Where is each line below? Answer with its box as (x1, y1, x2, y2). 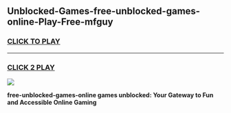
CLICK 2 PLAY (7, 62, 55, 72)
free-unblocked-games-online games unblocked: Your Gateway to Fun (7, 90, 214, 99)
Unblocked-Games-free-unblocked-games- (7, 5, 201, 17)
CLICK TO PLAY (7, 37, 60, 47)
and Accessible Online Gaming (7, 98, 97, 106)
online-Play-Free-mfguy (7, 16, 113, 28)
